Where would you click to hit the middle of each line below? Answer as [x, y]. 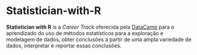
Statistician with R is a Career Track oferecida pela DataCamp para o [90, 27]
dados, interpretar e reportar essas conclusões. [64, 46]
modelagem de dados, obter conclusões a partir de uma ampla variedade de [99, 39]
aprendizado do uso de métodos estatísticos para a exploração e [85, 33]
